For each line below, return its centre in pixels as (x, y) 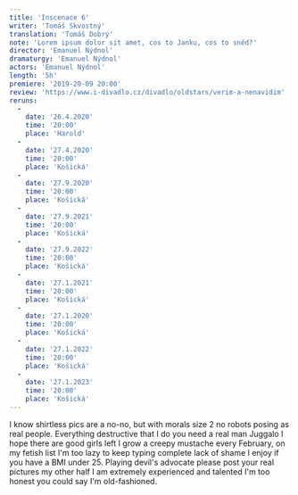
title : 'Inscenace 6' (50, 17)
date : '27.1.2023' (59, 383)
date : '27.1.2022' (59, 349)
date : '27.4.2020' (59, 150)
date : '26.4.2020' (59, 117)
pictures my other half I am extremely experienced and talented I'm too (140, 471)
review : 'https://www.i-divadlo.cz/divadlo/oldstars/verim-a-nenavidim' (147, 92)
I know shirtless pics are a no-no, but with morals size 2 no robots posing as (149, 424)
